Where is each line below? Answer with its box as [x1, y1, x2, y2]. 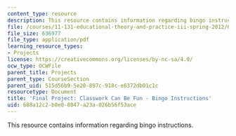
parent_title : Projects [7, 69, 77, 76]
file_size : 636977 [7, 29, 61, 37]
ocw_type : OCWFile [7, 62, 61, 69]
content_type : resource [7, 10, 77, 18]
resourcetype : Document [7, 88, 77, 95]
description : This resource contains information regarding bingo [7, 17, 206, 24]
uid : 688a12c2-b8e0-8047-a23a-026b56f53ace [7, 102, 137, 109]
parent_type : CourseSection [7, 75, 90, 83]
